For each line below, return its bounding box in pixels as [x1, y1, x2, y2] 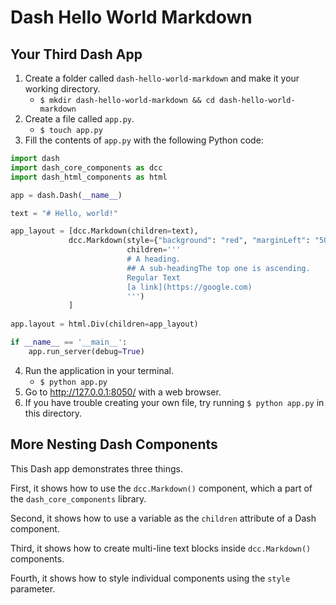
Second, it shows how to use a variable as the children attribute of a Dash [10, 512, 317, 524]
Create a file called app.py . [24, 113, 135, 125]
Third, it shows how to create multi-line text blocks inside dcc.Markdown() [10, 542, 312, 554]
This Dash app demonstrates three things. [10, 462, 183, 475]
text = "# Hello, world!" [10, 208, 118, 218]
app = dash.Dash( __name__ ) [10, 190, 123, 200]
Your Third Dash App [10, 46, 143, 63]
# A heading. [126, 254, 182, 264]
